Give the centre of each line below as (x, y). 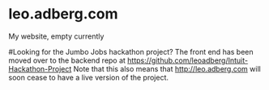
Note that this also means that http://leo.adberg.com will (167, 68)
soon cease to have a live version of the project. (88, 77)
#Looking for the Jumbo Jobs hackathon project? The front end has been (131, 51)
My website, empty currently (56, 36)
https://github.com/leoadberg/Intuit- (188, 60)
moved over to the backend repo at (67, 60)
